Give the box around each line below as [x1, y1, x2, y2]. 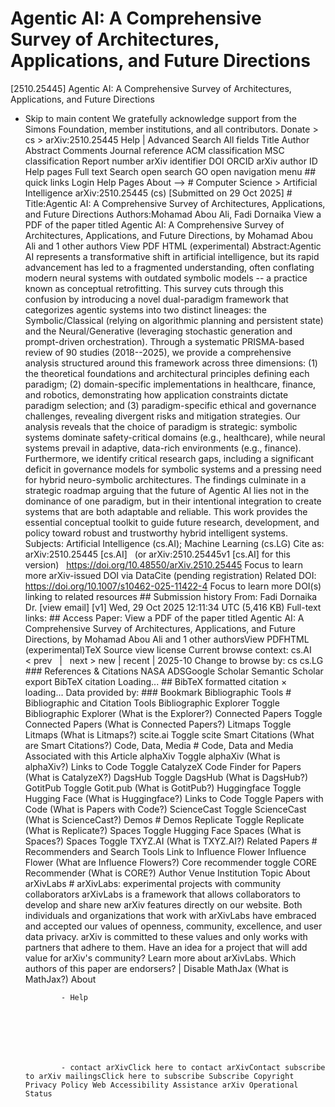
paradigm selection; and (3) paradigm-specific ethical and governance [24, 399, 317, 411]
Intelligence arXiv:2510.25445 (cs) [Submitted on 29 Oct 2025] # [24, 187, 293, 199]
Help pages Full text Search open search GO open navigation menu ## [24, 165, 317, 177]
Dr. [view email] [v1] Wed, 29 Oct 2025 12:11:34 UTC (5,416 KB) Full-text [24, 601, 322, 613]
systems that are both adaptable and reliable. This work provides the [24, 505, 308, 517]
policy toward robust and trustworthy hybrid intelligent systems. [24, 527, 289, 539]
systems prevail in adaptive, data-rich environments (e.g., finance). [24, 442, 302, 454]
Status [24, 1088, 53, 1099]
